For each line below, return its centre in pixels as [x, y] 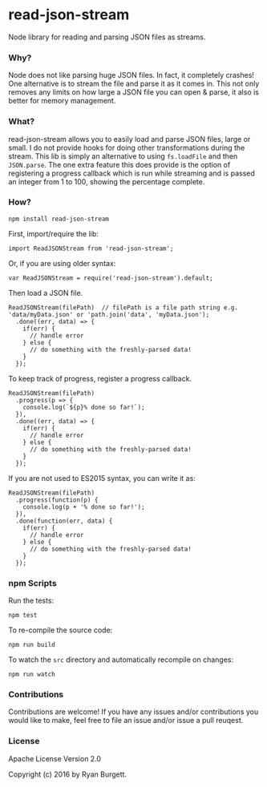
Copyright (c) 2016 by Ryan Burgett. [67, 774]
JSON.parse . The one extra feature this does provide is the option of [119, 164]
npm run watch [32, 675]
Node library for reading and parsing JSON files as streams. [107, 37]
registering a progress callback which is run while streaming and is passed [131, 173]
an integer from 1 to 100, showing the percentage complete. [107, 181]
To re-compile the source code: [61, 630]
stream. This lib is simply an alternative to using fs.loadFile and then [123, 156]
